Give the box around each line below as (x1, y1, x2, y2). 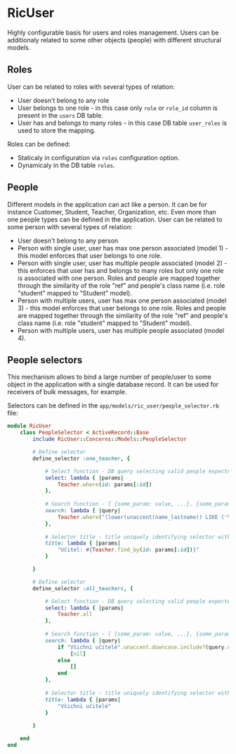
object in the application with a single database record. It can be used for (7, 380, 219, 389)
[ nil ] (70, 650, 86, 657)
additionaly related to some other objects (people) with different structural (7, 35, 221, 44)
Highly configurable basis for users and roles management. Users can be (7, 28, 219, 37)
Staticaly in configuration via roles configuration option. (17, 153, 181, 162)
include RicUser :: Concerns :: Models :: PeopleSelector (32, 436, 188, 443)
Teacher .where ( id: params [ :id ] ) (57, 481, 152, 488)
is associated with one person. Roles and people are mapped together (17, 274, 221, 282)
